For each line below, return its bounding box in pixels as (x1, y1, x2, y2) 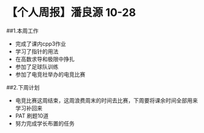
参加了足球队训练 (15, 63, 59, 70)
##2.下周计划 (6, 83, 40, 91)
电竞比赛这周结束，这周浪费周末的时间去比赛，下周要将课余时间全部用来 (15, 96, 198, 104)
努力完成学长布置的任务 (15, 120, 75, 127)
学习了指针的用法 (15, 47, 59, 55)
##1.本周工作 (6, 27, 39, 34)
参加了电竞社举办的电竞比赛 (15, 70, 86, 78)
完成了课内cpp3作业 (15, 40, 66, 47)
